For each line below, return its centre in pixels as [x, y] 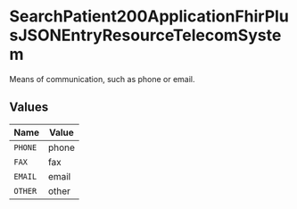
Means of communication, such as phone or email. [102, 79]
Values [29, 108]
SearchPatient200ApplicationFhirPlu [149, 17]
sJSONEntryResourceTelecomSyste [145, 35]
